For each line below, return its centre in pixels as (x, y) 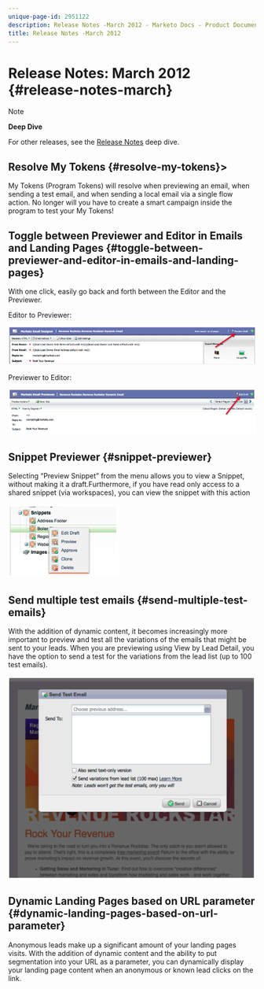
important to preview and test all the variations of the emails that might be (128, 639)
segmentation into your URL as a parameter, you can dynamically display (126, 961)
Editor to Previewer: (40, 315)
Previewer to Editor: (40, 378)
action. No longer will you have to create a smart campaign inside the (120, 203)
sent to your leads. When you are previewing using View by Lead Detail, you (131, 648)
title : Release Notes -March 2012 (65, 33)
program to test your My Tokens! (61, 211)
